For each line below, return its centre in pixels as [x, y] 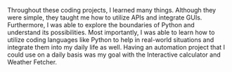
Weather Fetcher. [32, 62]
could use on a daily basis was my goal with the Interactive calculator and [114, 55]
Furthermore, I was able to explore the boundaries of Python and [101, 25]
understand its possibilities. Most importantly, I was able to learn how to [111, 32]
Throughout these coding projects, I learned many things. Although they [112, 10]
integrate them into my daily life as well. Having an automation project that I [116, 47]
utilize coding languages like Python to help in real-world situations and [111, 40]
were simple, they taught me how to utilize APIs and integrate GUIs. [105, 17]
